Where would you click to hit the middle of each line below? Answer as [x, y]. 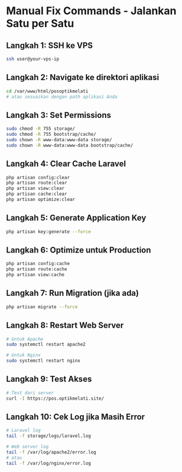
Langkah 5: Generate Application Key [76, 218]
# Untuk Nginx [24, 355]
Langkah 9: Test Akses [49, 379]
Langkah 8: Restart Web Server [65, 325]
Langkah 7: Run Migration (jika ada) [72, 293]
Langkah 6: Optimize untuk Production [79, 250]
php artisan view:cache [35, 275]
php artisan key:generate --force [49, 232]
